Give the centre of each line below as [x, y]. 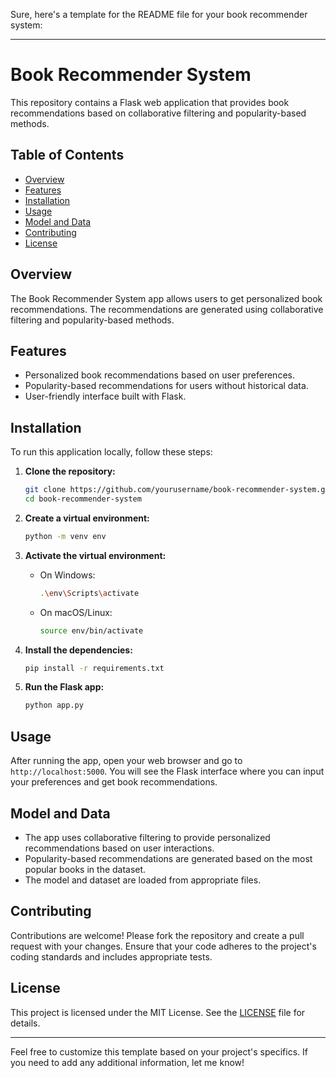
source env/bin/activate [91, 630]
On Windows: [67, 575]
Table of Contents [67, 155]
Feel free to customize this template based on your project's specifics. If [159, 1051]
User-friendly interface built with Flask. [105, 396]
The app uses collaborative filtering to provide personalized [147, 837]
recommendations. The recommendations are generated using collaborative [167, 309]
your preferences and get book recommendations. [114, 782]
